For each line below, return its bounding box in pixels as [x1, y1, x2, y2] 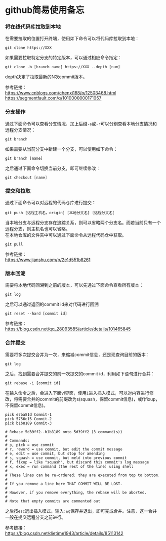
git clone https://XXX [5, 45, 52, 50]
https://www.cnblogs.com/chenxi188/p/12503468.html [5, 90, 117, 96]
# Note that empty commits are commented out [5, 498, 100, 503]
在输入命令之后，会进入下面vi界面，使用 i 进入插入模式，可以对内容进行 [5, 390, 150, 396]
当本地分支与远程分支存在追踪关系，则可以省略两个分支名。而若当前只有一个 [5, 220, 161, 225]
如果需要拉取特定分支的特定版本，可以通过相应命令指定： [5, 55, 122, 61]
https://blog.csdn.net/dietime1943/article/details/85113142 [5, 530, 124, 536]
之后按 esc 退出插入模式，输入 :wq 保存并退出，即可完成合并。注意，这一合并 [5, 508, 157, 514]
